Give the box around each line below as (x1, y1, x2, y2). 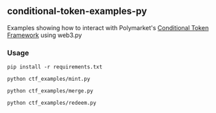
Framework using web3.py (7, 31, 82, 39)
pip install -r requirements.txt (7, 64, 103, 71)
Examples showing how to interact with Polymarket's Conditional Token (7, 23, 209, 32)
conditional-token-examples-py (7, 5, 147, 17)
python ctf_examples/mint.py (7, 75, 91, 83)
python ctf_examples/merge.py (7, 88, 94, 95)
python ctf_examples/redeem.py (7, 99, 97, 107)
